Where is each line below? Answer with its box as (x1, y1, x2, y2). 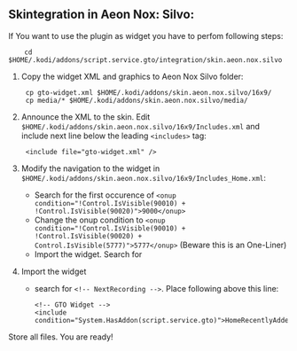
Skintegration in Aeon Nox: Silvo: (8, 7, 195, 22)
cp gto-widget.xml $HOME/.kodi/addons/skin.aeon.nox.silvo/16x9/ (25, 88, 272, 97)
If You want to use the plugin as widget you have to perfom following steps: (8, 30, 284, 41)
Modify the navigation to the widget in (20, 163, 160, 174)
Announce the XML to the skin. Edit (20, 111, 151, 122)
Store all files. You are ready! (8, 331, 113, 342)
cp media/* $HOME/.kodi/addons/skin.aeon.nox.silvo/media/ (25, 96, 248, 105)
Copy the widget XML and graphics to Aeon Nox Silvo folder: (20, 71, 244, 82)
